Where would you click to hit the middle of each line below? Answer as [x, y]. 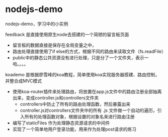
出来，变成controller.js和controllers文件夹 [56, 98]
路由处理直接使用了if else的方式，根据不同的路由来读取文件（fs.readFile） [89, 51]
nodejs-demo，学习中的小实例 [37, 24]
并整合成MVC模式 [24, 81]
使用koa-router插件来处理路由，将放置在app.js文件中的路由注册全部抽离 [87, 91]
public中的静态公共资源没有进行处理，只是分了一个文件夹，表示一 [80, 57]
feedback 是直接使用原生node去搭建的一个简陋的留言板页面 [67, 34]
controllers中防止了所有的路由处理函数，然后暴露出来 [75, 104]
